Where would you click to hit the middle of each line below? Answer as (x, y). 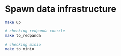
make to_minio (20, 49)
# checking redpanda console (35, 31)
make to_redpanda (23, 35)
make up (13, 22)
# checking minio (23, 44)
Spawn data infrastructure (61, 9)
